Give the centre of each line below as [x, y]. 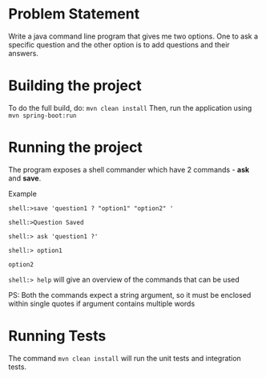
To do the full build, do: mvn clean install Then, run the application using [130, 108]
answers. [23, 53]
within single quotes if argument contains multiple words [102, 303]
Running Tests [57, 336]
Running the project [75, 147]
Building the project [75, 86]
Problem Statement [74, 14]
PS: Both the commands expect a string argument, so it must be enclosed [130, 295]
